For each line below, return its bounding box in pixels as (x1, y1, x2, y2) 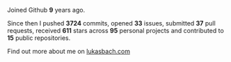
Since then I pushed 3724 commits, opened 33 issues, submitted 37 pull (7, 19, 216, 27)
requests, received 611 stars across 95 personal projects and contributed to (7, 27, 224, 34)
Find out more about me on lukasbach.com (7, 48, 131, 55)
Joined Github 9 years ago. (7, 6, 86, 14)
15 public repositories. (7, 34, 71, 42)
